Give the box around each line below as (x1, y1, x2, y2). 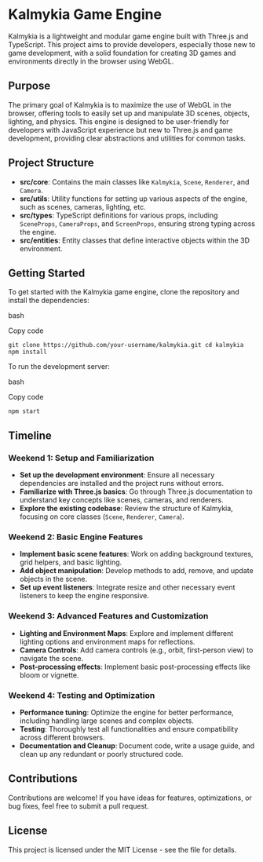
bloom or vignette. (19, 670, 79, 680)
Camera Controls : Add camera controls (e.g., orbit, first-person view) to (19, 645, 254, 655)
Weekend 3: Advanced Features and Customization (8, 611, 209, 622)
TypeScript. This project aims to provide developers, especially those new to (8, 39, 256, 49)
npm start (8, 407, 41, 415)
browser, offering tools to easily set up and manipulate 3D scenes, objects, (8, 108, 250, 118)
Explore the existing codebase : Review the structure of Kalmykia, (19, 504, 233, 513)
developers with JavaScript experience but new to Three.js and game (8, 125, 233, 134)
